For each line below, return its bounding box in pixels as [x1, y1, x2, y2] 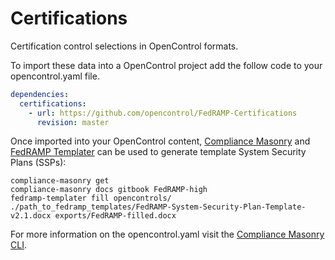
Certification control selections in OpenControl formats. [10, 40, 239, 52]
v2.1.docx [10, 211, 52, 221]
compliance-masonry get [10, 176, 110, 186]
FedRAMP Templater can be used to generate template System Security [10, 146, 307, 158]
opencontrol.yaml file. [10, 70, 100, 82]
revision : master [36, 117, 110, 127]
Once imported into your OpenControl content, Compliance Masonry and [10, 135, 311, 147]
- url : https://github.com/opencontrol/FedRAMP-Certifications [28, 108, 298, 118]
